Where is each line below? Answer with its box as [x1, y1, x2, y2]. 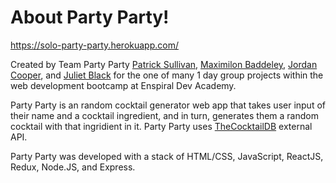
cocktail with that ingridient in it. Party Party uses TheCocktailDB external [10, 120, 313, 132]
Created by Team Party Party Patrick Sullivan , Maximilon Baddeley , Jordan [10, 58, 318, 70]
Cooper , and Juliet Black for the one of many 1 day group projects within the [10, 69, 324, 81]
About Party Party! [10, 6, 170, 29]
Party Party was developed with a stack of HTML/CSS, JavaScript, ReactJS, [10, 150, 324, 162]
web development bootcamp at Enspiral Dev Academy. [10, 79, 237, 91]
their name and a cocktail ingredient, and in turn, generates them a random [10, 109, 319, 121]
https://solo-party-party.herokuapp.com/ [10, 39, 179, 51]
